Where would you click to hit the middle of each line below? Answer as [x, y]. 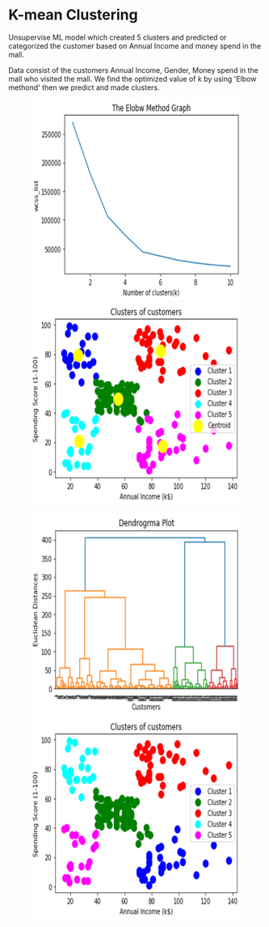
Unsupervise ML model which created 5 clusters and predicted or [118, 37]
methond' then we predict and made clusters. [84, 87]
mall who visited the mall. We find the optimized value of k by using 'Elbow [132, 79]
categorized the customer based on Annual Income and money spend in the [135, 45]
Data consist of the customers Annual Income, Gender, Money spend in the [133, 70]
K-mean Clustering [74, 15]
